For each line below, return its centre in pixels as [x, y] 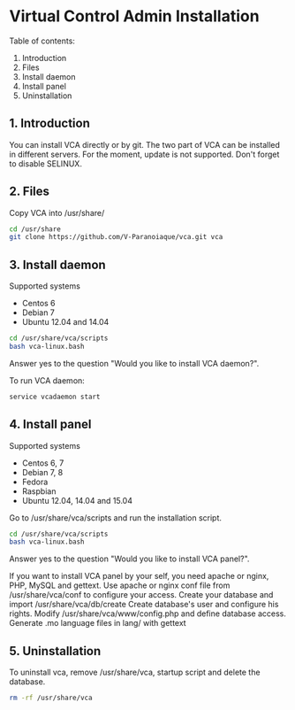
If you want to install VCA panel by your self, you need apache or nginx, [139, 576]
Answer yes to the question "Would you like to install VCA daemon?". [134, 363]
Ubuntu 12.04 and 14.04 [65, 322]
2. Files [30, 192]
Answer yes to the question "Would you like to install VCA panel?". [129, 559]
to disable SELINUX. [45, 163]
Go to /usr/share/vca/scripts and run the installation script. [116, 517]
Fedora [35, 482]
